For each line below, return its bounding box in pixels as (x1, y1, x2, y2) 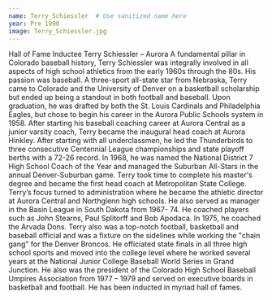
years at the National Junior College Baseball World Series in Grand (8, 257, 234, 267)
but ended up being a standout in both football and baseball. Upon (8, 93, 231, 102)
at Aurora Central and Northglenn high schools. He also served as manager (8, 196, 260, 206)
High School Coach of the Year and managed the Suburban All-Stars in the (8, 162, 259, 172)
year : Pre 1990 (8, 20, 60, 28)
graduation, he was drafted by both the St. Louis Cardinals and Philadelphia (8, 101, 261, 111)
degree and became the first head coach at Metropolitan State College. (8, 179, 247, 189)
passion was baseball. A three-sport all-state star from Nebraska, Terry (8, 75, 248, 85)
